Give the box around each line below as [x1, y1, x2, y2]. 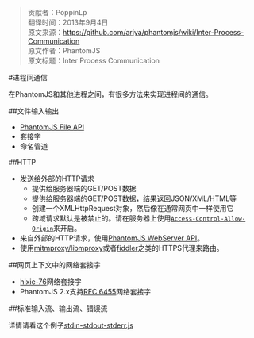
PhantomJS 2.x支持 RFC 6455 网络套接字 [19, 287, 152, 296]
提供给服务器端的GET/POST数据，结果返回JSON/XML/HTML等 [31, 194, 237, 203]
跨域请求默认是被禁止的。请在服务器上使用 [31, 213, 171, 223]
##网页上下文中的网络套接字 [8, 260, 101, 269]
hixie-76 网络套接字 [19, 277, 82, 286]
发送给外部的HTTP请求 [19, 174, 95, 183]
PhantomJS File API [19, 122, 85, 132]
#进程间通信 [8, 73, 48, 82]
